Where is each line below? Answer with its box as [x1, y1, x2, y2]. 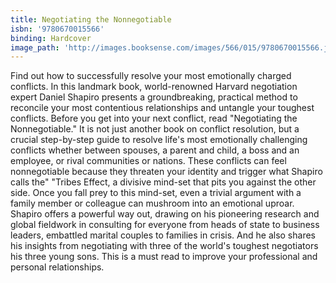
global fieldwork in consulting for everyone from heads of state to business [10, 219, 320, 231]
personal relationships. [10, 261, 105, 273]
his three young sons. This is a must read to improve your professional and [10, 251, 318, 263]
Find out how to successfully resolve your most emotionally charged [10, 70, 292, 82]
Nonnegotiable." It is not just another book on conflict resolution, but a [10, 123, 300, 135]
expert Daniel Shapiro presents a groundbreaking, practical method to [10, 91, 298, 103]
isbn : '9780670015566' [10, 24, 105, 34]
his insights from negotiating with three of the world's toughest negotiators [10, 240, 319, 252]
